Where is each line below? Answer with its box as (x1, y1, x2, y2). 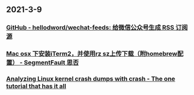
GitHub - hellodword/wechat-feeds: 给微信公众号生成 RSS (6, 24, 174, 32)
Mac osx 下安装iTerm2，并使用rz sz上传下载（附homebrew (6, 50, 177, 58)
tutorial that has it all (6, 82, 66, 90)
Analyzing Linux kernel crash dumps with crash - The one (6, 75, 176, 83)
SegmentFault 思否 (24, 58, 79, 67)
